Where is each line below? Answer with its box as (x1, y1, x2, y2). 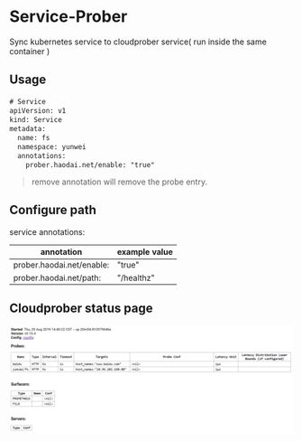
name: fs (17, 133, 50, 142)
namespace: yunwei (17, 142, 87, 151)
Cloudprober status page (9, 301, 153, 316)
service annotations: (9, 226, 86, 237)
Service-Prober (9, 6, 128, 27)
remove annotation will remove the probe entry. (31, 176, 208, 187)
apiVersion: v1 (9, 106, 67, 115)
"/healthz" (116, 272, 155, 283)
